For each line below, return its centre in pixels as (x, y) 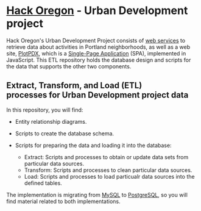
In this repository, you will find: (45, 110)
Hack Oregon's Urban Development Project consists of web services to (96, 40)
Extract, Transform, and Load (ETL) (74, 86)
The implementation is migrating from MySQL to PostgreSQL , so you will (97, 195)
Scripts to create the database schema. (65, 133)
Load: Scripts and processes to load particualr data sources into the (109, 176)
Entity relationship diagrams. (51, 121)
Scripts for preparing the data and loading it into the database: (93, 145)
